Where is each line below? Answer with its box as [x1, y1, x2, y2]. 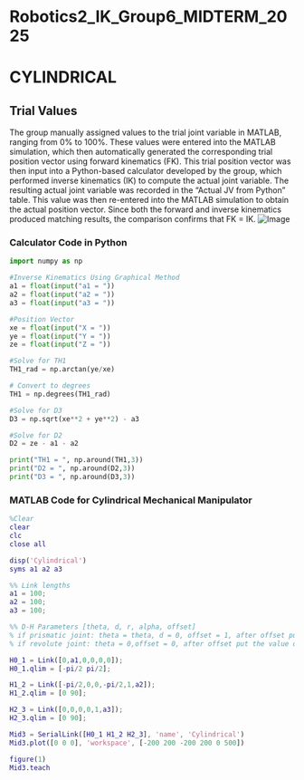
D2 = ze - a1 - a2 [9, 439, 79, 448]
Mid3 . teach [9, 763, 51, 772]
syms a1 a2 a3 [9, 564, 63, 573]
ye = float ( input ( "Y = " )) [9, 332, 111, 341]
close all [9, 539, 47, 549]
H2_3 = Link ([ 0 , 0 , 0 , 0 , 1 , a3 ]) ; [9, 705, 124, 715]
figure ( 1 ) [9, 755, 47, 764]
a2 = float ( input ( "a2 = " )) [9, 290, 116, 300]
